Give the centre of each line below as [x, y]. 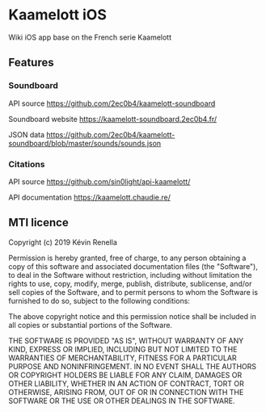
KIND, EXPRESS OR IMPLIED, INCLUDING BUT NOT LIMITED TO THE [123, 349]
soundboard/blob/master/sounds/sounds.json [85, 143]
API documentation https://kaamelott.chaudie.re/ [90, 197]
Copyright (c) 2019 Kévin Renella [63, 242]
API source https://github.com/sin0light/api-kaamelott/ [99, 181]
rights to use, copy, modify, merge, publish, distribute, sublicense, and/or [130, 284]
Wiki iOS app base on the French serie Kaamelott [90, 37]
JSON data [27, 134]
